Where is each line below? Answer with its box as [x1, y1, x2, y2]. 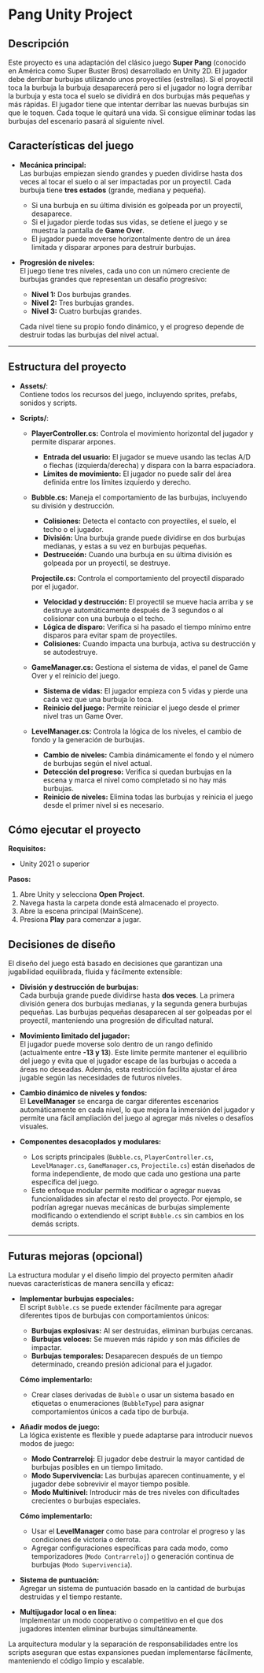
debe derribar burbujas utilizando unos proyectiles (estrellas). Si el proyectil [8, 75, 254, 84]
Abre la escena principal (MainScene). [19, 906, 144, 916]
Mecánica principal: [19, 160, 86, 169]
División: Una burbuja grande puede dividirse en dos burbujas [42, 533, 246, 542]
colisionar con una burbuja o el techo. [42, 613, 166, 623]
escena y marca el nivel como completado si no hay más [42, 775, 227, 785]
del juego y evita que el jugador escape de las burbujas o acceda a [19, 1056, 237, 1065]
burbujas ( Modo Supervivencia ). [31, 1560, 133, 1570]
